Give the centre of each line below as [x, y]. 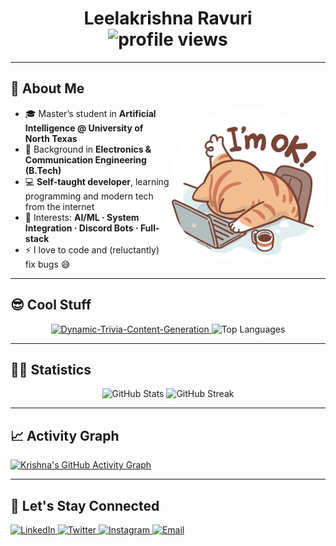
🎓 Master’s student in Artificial [90, 113]
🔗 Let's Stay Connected [85, 505]
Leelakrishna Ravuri [168, 18]
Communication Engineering [85, 159]
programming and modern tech [89, 196]
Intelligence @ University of [84, 128]
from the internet [59, 206]
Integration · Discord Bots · [81, 228]
